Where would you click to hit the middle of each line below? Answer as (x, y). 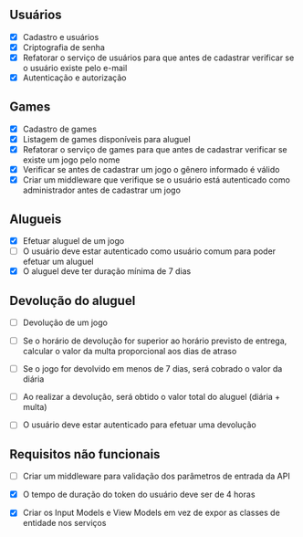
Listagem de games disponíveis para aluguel (106, 139)
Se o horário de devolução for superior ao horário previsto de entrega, (155, 341)
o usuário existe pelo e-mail (75, 68)
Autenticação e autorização (74, 78)
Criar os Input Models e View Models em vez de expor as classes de (151, 513)
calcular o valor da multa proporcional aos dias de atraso (130, 352)
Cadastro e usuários (61, 37)
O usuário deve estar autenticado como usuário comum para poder (149, 251)
